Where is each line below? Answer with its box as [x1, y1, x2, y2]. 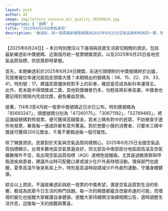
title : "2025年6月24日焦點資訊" [5, 26, 67, 31]
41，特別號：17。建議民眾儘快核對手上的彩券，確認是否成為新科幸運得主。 [5, 81, 159, 87]
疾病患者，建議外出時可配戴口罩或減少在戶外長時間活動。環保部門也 [13, 158, 154, 164]
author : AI [5, 12, 28, 17]
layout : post [5, 7, 32, 13]
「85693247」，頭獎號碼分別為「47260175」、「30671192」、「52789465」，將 [5, 110, 162, 116]
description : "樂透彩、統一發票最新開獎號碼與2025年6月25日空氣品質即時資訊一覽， [5, 31, 160, 36]
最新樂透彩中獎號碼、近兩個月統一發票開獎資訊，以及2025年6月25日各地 [5, 51, 155, 57]
